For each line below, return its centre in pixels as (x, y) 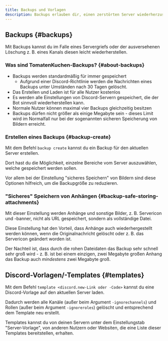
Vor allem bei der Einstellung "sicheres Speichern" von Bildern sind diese (80, 178)
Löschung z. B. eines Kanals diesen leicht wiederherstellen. (66, 52)
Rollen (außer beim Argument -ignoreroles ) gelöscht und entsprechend (79, 307)
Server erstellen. (22, 153)
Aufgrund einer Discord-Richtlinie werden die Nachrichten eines (86, 81)
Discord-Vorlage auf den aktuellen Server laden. (55, 292)
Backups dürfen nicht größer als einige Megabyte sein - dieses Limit (83, 113)
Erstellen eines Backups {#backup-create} (58, 137)
